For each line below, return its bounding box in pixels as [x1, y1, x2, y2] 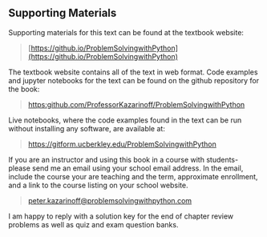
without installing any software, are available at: [8, 123, 166, 133]
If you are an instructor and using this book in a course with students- [8, 155, 239, 164]
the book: [8, 84, 40, 94]
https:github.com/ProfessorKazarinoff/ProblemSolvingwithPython [27, 99, 245, 109]
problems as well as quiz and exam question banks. [8, 219, 179, 229]
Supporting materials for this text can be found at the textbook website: [8, 27, 245, 37]
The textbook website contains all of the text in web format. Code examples [8, 67, 258, 77]
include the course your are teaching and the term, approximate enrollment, [8, 171, 258, 181]
